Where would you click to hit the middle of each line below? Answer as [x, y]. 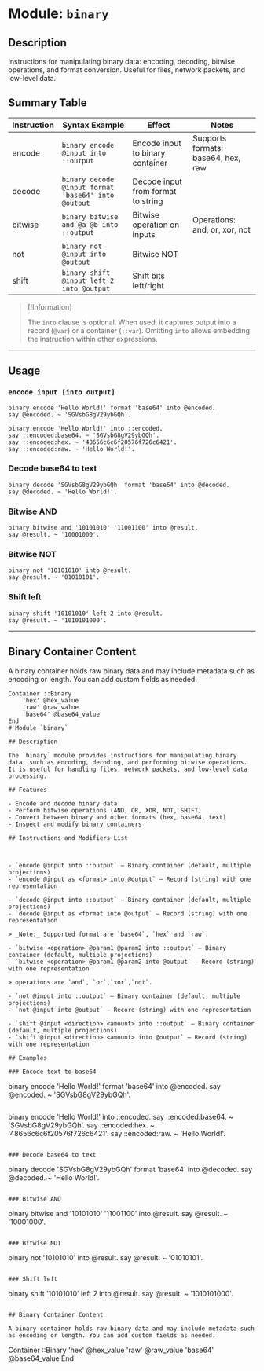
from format [154, 191]
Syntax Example [93, 125]
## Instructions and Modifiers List [68, 838]
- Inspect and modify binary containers [75, 824]
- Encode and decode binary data [63, 803]
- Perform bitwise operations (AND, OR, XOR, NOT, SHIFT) [105, 810]
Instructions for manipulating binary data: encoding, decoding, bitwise [122, 61]
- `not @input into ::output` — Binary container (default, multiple [125, 996]
